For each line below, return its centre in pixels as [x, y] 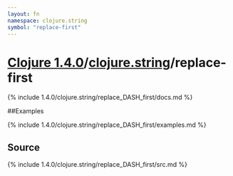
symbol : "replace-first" [44, 27]
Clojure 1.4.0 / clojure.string [89, 62]
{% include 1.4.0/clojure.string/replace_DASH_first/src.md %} [97, 165]
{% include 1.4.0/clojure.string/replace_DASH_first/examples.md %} [107, 125]
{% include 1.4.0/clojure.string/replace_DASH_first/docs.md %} [100, 98]
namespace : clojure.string [47, 21]
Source [24, 147]
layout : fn [24, 14]
